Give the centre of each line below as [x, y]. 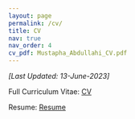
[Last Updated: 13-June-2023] [59, 76]
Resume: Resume [37, 107]
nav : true [25, 38]
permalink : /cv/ [35, 23]
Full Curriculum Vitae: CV [50, 92]
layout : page [30, 16]
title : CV [25, 31]
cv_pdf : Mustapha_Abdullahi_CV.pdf [68, 53]
